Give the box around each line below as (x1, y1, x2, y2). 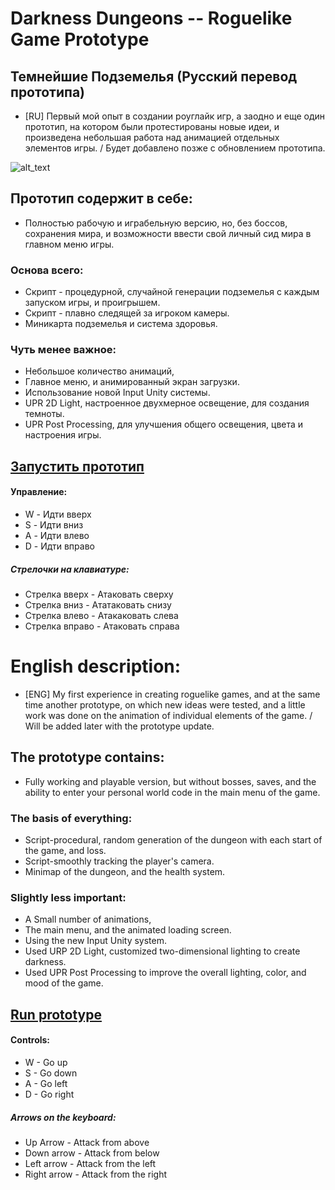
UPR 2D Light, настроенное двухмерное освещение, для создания (24, 397, 310, 409)
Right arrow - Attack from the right (24, 1168, 167, 1180)
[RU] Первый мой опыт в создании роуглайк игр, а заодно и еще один (24, 110, 326, 122)
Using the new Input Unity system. (24, 935, 168, 947)
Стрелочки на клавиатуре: (10, 563, 130, 575)
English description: (10, 655, 182, 678)
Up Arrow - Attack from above (24, 1136, 150, 1148)
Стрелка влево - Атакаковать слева (24, 609, 179, 621)
